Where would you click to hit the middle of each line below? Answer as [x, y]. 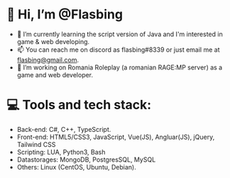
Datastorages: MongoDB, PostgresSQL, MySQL [86, 160]
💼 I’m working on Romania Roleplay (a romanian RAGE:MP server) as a [120, 67]
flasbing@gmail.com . [48, 60]
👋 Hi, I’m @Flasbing [65, 15]
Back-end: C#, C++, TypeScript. [64, 129]
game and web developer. [55, 74]
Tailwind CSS [36, 144]
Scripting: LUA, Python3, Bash [61, 152]
